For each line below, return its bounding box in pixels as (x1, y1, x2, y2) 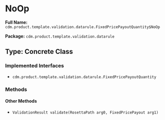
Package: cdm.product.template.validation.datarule (5, 33, 115, 39)
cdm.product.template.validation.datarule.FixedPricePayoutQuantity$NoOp (5, 24, 161, 30)
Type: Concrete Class (5, 47, 73, 56)
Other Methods (5, 98, 37, 104)
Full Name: (5, 19, 28, 25)
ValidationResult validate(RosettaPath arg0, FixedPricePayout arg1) (12, 110, 159, 115)
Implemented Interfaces (5, 62, 64, 69)
